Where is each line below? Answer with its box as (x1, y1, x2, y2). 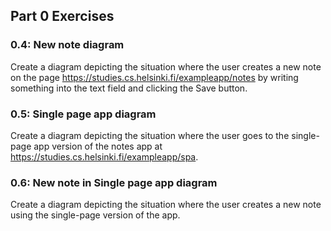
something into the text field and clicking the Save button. (10, 82, 248, 94)
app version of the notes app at (33, 140, 163, 152)
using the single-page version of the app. (10, 209, 181, 221)
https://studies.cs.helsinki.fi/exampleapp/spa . (10, 150, 199, 163)
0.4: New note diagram (10, 38, 125, 52)
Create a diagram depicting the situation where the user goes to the (10, 129, 290, 141)
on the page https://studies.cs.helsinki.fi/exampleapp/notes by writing (10, 71, 299, 83)
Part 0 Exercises (10, 8, 115, 25)
